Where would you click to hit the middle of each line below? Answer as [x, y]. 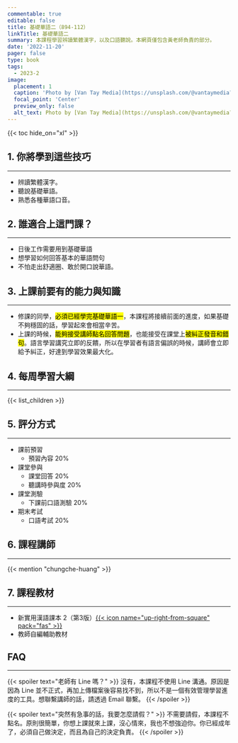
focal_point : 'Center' [47, 100]
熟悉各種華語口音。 [46, 200]
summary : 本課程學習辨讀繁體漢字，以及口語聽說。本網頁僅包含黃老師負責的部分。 [111, 40]
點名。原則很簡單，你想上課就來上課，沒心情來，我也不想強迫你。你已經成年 [119, 723]
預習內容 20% [49, 458]
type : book [23, 60]
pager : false [27, 54]
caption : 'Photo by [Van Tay [57, 93]
